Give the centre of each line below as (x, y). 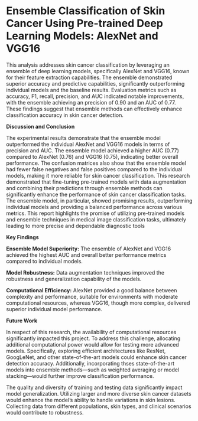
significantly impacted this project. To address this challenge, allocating (93, 338)
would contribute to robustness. (45, 412)
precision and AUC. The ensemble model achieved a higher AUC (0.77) (92, 150)
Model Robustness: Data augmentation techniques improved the (85, 272)
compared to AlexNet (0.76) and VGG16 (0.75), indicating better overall (92, 156)
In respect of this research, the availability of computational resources (91, 332)
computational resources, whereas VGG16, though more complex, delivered (98, 303)
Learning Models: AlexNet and (82, 36)
